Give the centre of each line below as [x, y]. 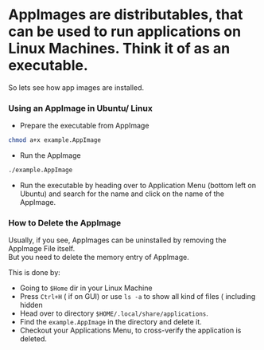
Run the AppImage [50, 155]
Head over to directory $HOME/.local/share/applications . [114, 313]
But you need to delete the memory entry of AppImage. [99, 258]
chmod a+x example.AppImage [55, 140]
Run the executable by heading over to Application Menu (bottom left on [138, 185]
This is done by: [35, 273]
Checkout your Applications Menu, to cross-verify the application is [130, 330]
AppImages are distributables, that [126, 15]
